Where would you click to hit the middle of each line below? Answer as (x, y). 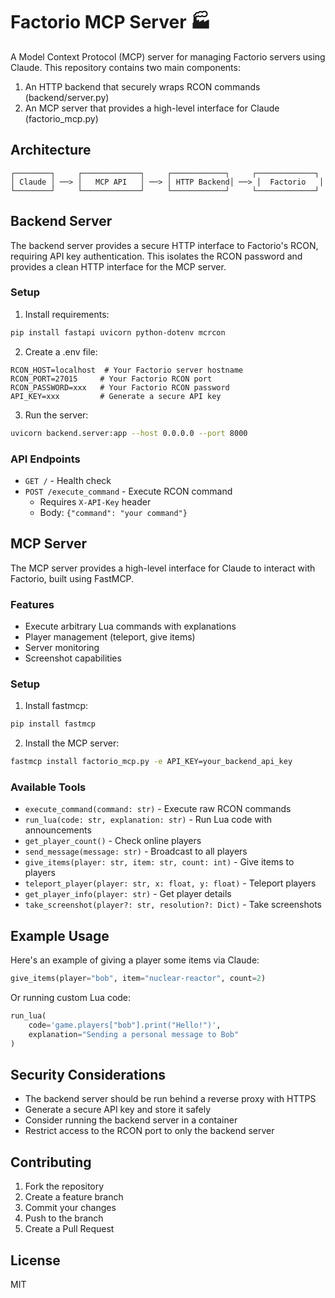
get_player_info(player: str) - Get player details (128, 894)
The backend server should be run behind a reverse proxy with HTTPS (170, 1099)
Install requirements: (67, 314)
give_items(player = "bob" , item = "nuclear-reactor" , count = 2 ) (138, 979)
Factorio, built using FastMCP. (72, 578)
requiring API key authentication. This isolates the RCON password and (156, 256)
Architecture (51, 150)
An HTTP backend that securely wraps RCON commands (142, 86)
